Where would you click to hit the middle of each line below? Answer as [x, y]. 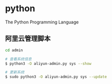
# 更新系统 [15, 72]
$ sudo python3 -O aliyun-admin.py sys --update [56, 77]
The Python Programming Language [42, 22]
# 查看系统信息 [19, 59]
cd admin [14, 50]
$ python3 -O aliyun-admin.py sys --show [48, 63]
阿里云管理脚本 [28, 39]
